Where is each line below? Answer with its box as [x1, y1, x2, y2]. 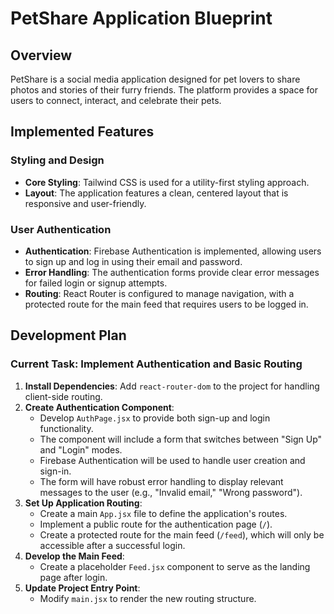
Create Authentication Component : [24, 401, 175, 413]
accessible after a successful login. [39, 539, 186, 551]
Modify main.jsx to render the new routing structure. [39, 592, 257, 604]
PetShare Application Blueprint [10, 7, 273, 30]
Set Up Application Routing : [24, 497, 143, 509]
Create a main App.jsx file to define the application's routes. [39, 507, 288, 519]
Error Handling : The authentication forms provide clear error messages [24, 266, 320, 278]
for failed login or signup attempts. [24, 277, 168, 289]
